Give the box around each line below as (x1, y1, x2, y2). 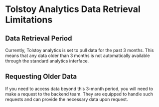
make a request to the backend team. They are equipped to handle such (5, 91, 154, 97)
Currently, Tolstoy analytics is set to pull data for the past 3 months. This (5, 47, 154, 53)
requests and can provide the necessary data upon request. (5, 96, 128, 102)
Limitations (5, 14, 53, 25)
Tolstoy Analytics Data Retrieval (5, 3, 141, 15)
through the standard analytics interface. (5, 58, 89, 63)
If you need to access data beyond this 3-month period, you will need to (5, 85, 154, 91)
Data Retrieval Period (5, 34, 72, 42)
